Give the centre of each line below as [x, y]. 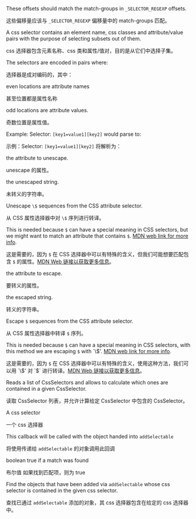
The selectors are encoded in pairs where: [57, 62]
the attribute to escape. [34, 273]
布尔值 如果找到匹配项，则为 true [46, 472]
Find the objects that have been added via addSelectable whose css [88, 484]
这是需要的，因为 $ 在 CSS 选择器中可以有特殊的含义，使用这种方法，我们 [95, 363]
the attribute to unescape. [37, 158]
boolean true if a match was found [47, 460]
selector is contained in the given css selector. [62, 490]
